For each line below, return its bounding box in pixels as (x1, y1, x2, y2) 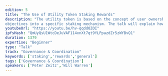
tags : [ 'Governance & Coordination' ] (5, 58, 84, 63)
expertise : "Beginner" (5, 40, 52, 45)
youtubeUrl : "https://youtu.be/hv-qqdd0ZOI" (5, 26, 99, 31)
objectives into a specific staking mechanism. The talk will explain (5, 21, 155, 26)
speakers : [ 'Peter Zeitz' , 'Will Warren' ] (5, 63, 93, 68)
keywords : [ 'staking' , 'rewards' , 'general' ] (5, 53, 97, 59)
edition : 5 (5, 7, 28, 12)
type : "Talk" (5, 44, 32, 49)
